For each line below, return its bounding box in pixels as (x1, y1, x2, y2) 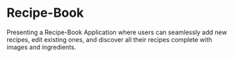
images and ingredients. (6, 43, 77, 51)
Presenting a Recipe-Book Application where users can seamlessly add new (6, 28, 228, 36)
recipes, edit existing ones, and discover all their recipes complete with (6, 35, 212, 43)
